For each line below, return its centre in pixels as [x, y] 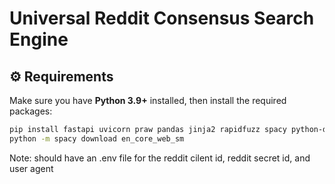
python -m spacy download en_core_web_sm [97, 138]
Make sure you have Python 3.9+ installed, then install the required [148, 100]
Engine [39, 39]
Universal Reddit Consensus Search [162, 18]
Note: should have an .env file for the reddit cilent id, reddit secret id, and [160, 158]
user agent [31, 168]
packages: [31, 111]
